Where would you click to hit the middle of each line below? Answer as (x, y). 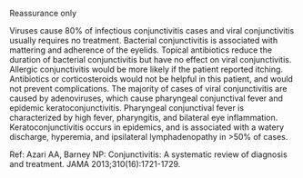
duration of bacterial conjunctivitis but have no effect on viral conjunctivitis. (151, 59)
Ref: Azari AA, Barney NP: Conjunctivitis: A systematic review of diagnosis (149, 154)
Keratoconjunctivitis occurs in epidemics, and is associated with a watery (147, 127)
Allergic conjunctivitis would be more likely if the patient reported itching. (146, 69)
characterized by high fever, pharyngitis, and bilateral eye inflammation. (144, 118)
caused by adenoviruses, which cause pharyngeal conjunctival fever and (146, 98)
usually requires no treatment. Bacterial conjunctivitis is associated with (144, 40)
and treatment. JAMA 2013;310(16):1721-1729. (95, 164)
